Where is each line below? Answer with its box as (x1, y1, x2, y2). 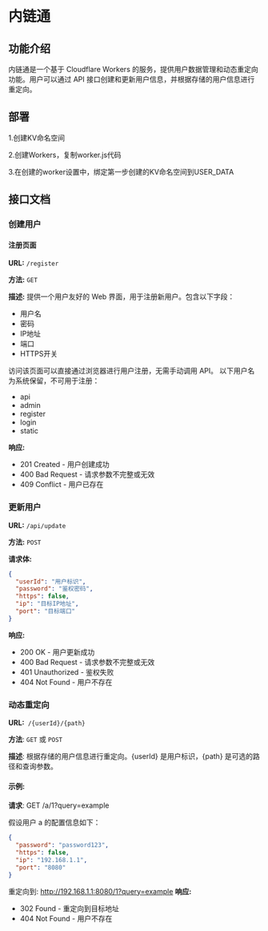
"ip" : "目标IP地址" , (15, 600, 79, 608)
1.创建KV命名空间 (8, 133, 66, 143)
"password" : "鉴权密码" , (15, 585, 94, 593)
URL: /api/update (8, 520, 66, 530)
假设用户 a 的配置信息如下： (8, 818, 101, 828)
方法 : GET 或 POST (8, 735, 62, 744)
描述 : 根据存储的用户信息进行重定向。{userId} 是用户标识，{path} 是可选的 (8, 752, 254, 761)
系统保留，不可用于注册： (14, 376, 100, 385)
